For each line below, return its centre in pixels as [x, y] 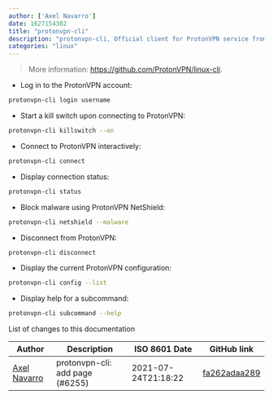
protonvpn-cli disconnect [52, 252]
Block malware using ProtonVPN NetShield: [93, 207]
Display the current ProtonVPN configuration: [96, 268]
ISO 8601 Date [163, 349]
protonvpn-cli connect [47, 161]
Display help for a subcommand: [74, 299]
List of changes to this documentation [72, 329]
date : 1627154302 [38, 24]
